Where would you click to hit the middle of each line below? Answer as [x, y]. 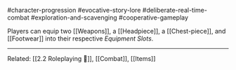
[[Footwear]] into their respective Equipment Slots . [80, 38]
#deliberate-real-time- [175, 10]
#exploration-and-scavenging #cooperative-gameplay [109, 17]
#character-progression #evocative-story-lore [74, 10]
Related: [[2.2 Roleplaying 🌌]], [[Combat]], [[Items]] [81, 58]
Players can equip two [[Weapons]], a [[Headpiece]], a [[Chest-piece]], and [117, 31]
